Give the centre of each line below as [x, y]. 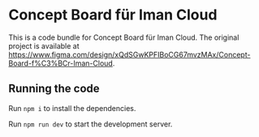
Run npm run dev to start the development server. [91, 124]
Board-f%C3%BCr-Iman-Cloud [61, 63]
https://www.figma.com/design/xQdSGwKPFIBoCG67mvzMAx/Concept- [129, 54]
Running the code [54, 89]
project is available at [44, 45]
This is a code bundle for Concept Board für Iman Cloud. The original [124, 37]
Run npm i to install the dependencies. [72, 108]
